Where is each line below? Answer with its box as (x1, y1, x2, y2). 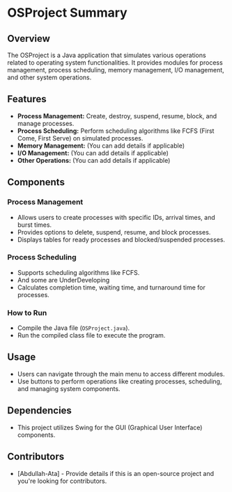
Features (7, 93, 47, 105)
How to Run (7, 308, 47, 317)
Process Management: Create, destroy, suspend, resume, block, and (17, 111, 217, 120)
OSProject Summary (7, 5, 127, 21)
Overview (7, 33, 51, 45)
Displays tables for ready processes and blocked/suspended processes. (17, 235, 225, 244)
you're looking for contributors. (17, 477, 107, 485)
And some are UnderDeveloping (17, 276, 110, 284)
